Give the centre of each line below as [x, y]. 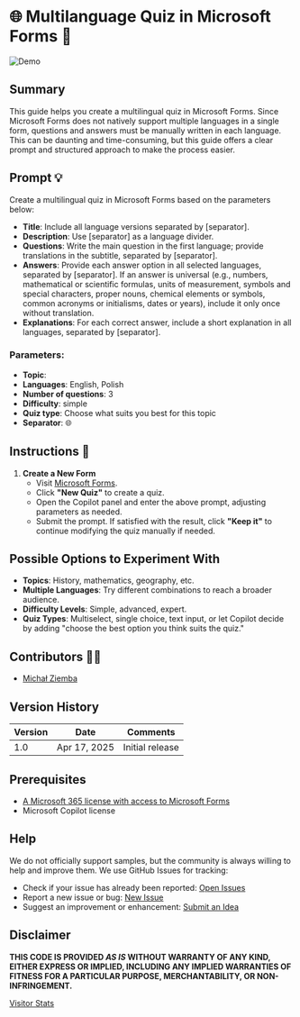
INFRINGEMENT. [41, 985]
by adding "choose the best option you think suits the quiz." [133, 629]
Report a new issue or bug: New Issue [93, 897]
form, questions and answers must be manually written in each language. [145, 130]
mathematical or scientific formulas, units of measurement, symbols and [156, 284]
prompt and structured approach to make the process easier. [123, 150]
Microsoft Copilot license [68, 810]
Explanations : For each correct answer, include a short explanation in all [157, 322]
